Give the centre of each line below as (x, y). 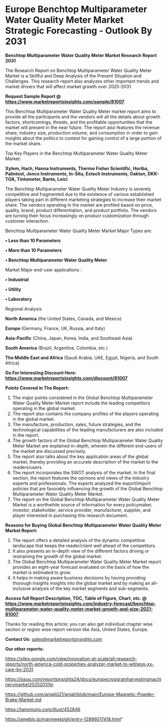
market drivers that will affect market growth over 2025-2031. (69, 86)
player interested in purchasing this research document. (70, 515)
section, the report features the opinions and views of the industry (81, 478)
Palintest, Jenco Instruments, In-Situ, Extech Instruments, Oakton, (76, 174)
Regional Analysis (24, 309)
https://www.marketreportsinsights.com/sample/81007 (65, 101)
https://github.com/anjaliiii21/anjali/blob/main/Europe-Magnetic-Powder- (80, 694)
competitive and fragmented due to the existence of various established (80, 194)
